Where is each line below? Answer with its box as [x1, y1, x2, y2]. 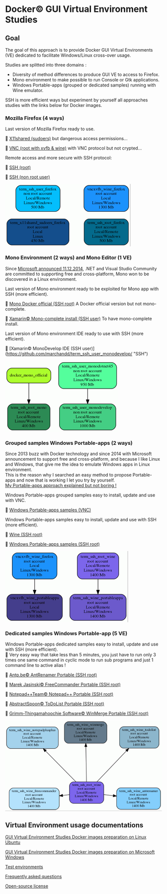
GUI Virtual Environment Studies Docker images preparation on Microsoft [5, 849, 155, 855]
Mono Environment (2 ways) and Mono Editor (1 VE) [5, 254, 132, 261]
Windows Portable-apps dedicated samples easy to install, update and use [5, 641, 159, 647]
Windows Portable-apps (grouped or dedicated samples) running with [12, 82, 156, 88]
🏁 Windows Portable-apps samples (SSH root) [5, 541, 100, 547]
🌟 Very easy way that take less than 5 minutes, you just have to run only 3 [5, 652, 157, 658]
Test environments [5, 864, 43, 870]
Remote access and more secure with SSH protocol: [5, 155, 112, 161]
